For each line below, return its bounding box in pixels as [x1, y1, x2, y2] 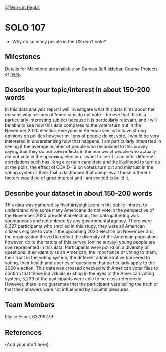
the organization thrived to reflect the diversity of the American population [5, 234, 157, 240]
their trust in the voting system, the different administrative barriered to [5, 255, 150, 261]
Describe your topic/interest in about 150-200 [5, 86, 150, 94]
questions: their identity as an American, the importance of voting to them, [5, 250, 157, 255]
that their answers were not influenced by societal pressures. [5, 286, 130, 292]
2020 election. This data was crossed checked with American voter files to [5, 265, 158, 271]
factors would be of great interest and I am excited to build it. [5, 175, 130, 181]
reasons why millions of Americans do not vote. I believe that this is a [5, 111, 146, 117]
